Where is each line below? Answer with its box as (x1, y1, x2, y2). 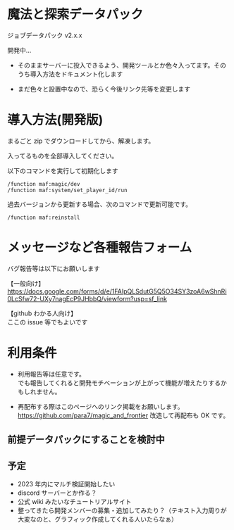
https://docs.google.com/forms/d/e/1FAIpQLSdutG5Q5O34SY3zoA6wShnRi (7, 286, 227, 296)
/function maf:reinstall (7, 214, 80, 221)
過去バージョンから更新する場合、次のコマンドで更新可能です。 (7, 200, 192, 208)
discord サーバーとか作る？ (17, 488, 97, 497)
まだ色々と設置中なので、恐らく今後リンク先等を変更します (17, 84, 191, 93)
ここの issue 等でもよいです (7, 317, 88, 326)
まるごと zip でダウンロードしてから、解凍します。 (7, 137, 155, 145)
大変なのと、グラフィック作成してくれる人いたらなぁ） (17, 515, 178, 523)
